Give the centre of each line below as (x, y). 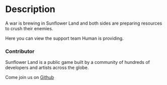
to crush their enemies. (29, 28)
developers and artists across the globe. (47, 68)
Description (30, 9)
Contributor (20, 51)
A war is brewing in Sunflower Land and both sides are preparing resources (84, 23)
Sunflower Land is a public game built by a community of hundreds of (78, 62)
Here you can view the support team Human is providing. (65, 38)
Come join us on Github (30, 77)
